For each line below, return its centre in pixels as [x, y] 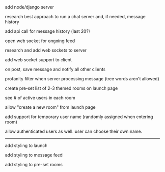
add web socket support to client [39, 60]
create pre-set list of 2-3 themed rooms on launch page [61, 88]
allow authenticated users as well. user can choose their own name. [74, 131]
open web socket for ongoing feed [40, 41]
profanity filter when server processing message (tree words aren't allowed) [82, 79]
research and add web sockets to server [46, 50]
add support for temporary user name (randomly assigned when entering [79, 117]
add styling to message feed [34, 155]
